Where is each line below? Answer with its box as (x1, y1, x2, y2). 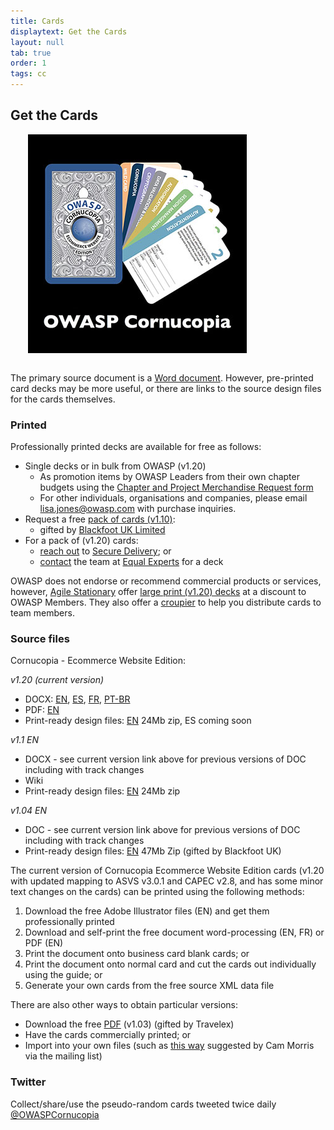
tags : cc (10, 69, 47, 79)
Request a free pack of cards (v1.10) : (24, 513, 176, 525)
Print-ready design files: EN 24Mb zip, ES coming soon (24, 715, 252, 727)
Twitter (10, 1075, 47, 1089)
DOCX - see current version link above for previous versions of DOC (24, 753, 307, 765)
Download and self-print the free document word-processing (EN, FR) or (24, 926, 325, 939)
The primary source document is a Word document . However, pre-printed (10, 371, 314, 384)
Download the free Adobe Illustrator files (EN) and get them (24, 905, 270, 917)
